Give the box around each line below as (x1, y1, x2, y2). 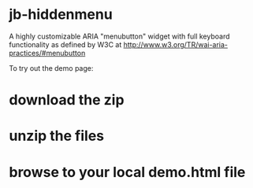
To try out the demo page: (9, 63, 94, 72)
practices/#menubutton (9, 48, 86, 57)
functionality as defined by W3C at (9, 39, 122, 49)
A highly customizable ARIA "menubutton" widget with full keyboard (9, 31, 231, 41)
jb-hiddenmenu (9, 6, 113, 24)
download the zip (9, 91, 125, 109)
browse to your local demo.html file (9, 163, 246, 181)
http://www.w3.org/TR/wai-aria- (123, 39, 228, 49)
